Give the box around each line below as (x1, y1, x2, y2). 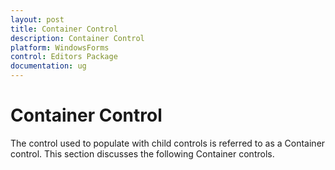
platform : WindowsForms (10, 42, 110, 53)
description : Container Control (10, 33, 145, 43)
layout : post (10, 14, 65, 25)
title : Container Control (10, 24, 118, 34)
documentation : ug (10, 61, 87, 71)
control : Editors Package (10, 52, 118, 62)
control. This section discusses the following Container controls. (10, 147, 275, 160)
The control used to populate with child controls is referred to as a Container (10, 137, 326, 149)
